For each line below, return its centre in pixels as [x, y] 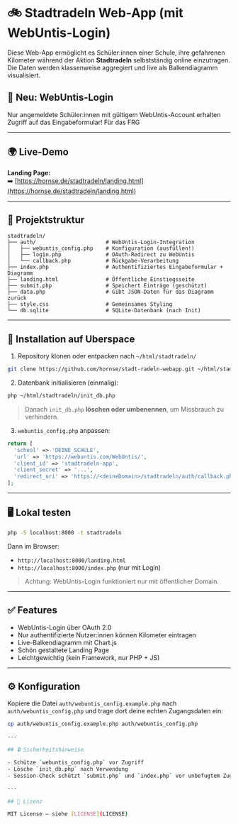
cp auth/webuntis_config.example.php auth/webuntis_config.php [103, 724]
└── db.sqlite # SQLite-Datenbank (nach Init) [104, 311]
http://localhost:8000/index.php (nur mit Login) [89, 567]
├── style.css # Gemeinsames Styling [90, 304]
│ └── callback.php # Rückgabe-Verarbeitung [93, 261]
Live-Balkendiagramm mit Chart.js [67, 642]
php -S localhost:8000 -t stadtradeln [64, 532]
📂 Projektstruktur [46, 220]
